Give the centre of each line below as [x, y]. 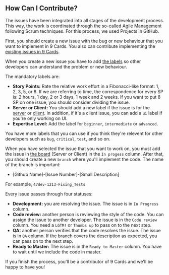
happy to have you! [25, 267]
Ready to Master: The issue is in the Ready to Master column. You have [87, 246]
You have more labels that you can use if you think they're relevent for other [84, 133]
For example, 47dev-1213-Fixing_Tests [45, 184]
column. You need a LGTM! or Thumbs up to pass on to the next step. [82, 225]
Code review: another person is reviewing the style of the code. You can [88, 214]
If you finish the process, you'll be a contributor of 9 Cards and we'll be [79, 261]
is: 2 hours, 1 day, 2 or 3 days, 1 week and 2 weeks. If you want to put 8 [87, 97]
